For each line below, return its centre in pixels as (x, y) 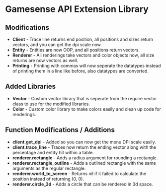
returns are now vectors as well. (45, 60)
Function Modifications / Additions (60, 130)
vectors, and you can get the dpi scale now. (57, 45)
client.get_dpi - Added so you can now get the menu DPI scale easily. (84, 142)
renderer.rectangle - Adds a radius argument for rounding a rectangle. (85, 158)
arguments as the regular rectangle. (49, 168)
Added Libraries (31, 87)
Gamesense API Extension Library (77, 9)
